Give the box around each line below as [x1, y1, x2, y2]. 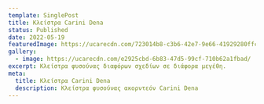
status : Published [8, 26, 68, 34]
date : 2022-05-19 [8, 33, 65, 41]
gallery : [8, 48, 37, 56]
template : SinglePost [8, 11, 79, 20]
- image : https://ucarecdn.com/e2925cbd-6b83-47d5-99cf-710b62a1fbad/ [15, 56, 251, 63]
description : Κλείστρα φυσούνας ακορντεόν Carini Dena [15, 84, 199, 92]
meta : [8, 70, 26, 77]
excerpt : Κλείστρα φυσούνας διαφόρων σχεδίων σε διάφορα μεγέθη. [8, 63, 226, 70]
